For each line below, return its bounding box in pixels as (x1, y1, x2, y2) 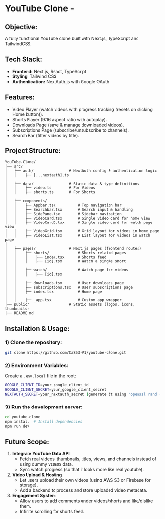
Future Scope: (5, 438, 49, 446)
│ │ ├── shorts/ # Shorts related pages (5, 250, 126, 256)
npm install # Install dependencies (5, 419, 82, 424)
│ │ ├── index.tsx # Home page (5, 289, 102, 294)
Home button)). (12, 111, 43, 117)
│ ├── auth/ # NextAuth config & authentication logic (5, 168, 157, 173)
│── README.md (5, 311, 34, 316)
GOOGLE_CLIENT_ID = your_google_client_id (5, 383, 89, 388)
